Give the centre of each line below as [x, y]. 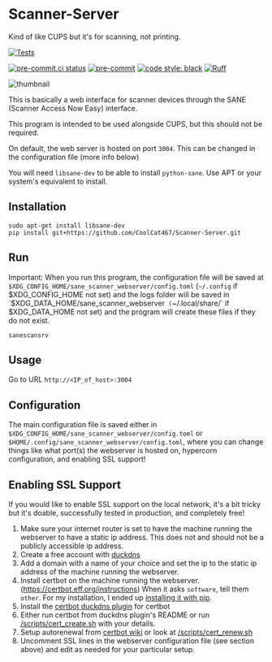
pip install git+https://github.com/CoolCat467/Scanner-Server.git [125, 232]
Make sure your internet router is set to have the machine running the [136, 528]
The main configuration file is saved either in [83, 425]
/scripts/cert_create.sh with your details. [88, 623]
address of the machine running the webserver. [99, 572]
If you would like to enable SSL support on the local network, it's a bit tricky [135, 504]
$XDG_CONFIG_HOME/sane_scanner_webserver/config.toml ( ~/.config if [123, 286]
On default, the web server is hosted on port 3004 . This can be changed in [132, 148]
